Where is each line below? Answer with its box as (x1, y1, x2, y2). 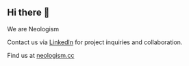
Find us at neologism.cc (7, 51, 75, 59)
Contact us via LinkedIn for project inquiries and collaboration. (7, 38, 183, 46)
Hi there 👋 (7, 7, 50, 18)
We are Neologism (7, 24, 60, 33)
